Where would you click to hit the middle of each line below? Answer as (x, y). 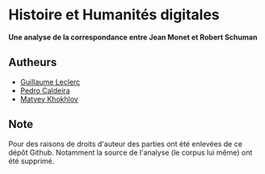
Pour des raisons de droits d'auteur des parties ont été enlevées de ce (125, 143)
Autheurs (33, 62)
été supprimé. (32, 161)
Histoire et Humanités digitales (114, 15)
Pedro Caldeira (45, 90)
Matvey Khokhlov (49, 99)
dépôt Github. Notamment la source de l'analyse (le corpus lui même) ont (130, 152)
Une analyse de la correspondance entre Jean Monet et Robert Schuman (133, 37)
